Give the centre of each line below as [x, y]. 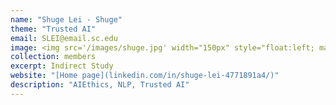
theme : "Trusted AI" [53, 29]
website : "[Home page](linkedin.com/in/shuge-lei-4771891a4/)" [145, 76]
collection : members [53, 57]
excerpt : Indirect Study [62, 66]
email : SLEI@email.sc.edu [64, 38]
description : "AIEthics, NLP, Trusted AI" [100, 85]
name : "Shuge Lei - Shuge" [66, 19]
